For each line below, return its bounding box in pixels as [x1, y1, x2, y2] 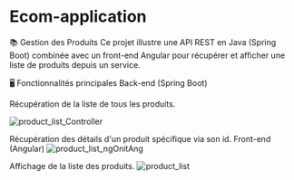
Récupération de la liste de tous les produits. [9, 98, 176, 109]
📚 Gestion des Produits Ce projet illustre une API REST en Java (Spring [9, 36, 277, 47]
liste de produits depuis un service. [9, 59, 141, 70]
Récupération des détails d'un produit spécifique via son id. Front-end [9, 133, 271, 144]
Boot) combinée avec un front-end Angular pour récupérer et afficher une [9, 50, 286, 61]
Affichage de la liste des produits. [9, 160, 135, 171]
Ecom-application [9, 6, 147, 27]
